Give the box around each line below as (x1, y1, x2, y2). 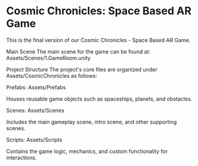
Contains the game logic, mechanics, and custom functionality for (6, 148, 168, 155)
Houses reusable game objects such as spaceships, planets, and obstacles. (6, 95, 193, 102)
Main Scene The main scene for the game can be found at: (6, 48, 151, 55)
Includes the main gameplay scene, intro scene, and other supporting (6, 118, 177, 126)
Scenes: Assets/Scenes (6, 107, 64, 114)
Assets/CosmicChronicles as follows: (6, 72, 97, 79)
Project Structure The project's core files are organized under (6, 65, 157, 73)
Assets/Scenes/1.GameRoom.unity (6, 54, 91, 61)
